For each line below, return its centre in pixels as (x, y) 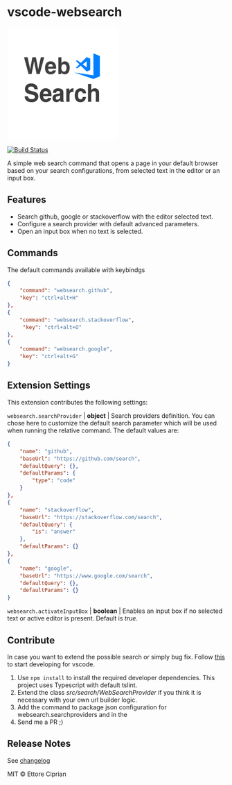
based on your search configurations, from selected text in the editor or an (114, 170)
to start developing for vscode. (51, 664)
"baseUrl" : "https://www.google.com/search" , (87, 576)
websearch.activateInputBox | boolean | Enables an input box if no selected (115, 611)
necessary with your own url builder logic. (77, 700)
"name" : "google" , (46, 568)
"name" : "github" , (46, 451)
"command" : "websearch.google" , (66, 349)
